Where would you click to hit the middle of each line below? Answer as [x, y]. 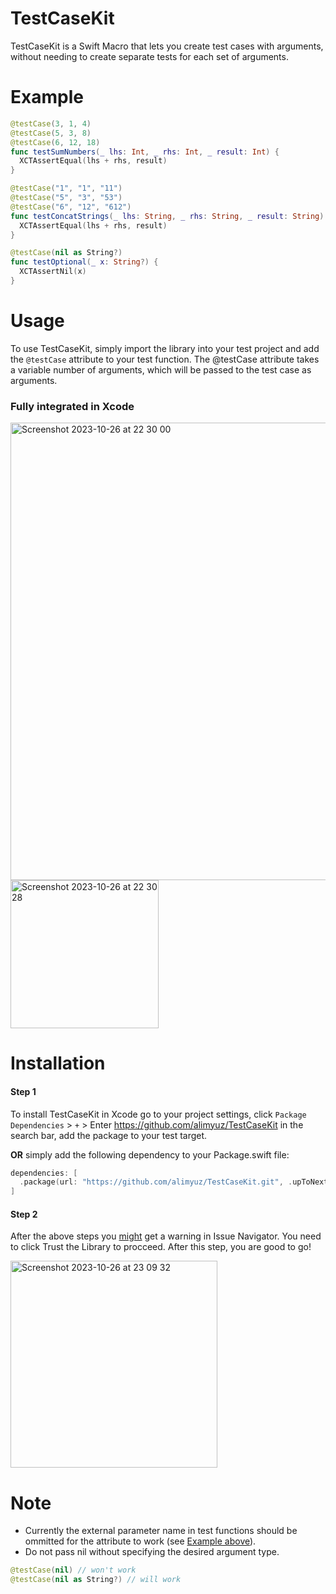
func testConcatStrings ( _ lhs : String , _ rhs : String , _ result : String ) [167, 216]
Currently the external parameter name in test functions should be [161, 1531]
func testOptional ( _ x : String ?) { [84, 262]
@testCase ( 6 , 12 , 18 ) [55, 142]
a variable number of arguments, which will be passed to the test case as [161, 369]
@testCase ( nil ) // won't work [73, 1570]
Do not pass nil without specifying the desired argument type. [152, 1552]
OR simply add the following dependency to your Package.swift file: [150, 1154]
